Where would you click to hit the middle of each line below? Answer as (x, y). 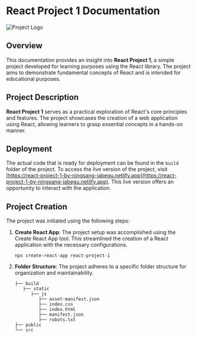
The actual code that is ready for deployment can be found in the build (92, 163)
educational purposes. (33, 78)
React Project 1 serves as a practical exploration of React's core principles (97, 111)
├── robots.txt (57, 320)
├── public (28, 325)
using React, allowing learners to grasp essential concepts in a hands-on (94, 124)
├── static (36, 289)
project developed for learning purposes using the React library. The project (98, 66)
